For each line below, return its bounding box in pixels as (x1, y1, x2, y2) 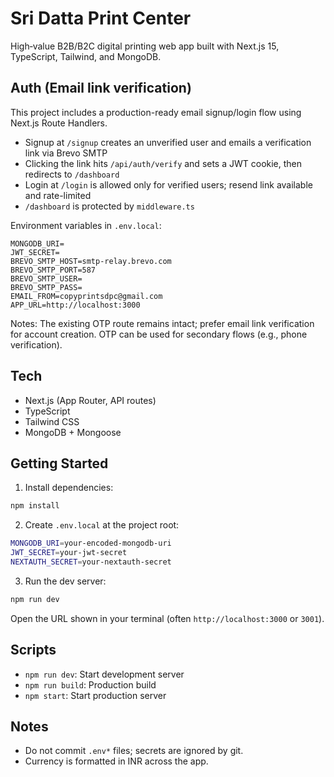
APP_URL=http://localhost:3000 (10, 300, 141, 310)
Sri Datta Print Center (10, 7, 192, 30)
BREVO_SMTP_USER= (10, 273, 83, 284)
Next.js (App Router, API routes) (24, 394, 157, 406)
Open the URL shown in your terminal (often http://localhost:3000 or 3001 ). (10, 612, 325, 624)
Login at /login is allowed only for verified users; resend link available (24, 178, 313, 191)
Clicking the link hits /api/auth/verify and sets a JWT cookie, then (24, 157, 303, 169)
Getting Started (10, 455, 109, 472)
